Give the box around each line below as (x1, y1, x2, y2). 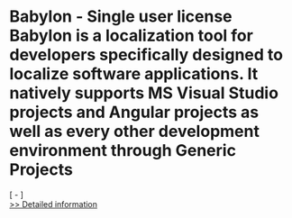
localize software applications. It (9, 64, 259, 85)
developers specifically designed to (9, 45, 284, 65)
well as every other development (9, 122, 260, 141)
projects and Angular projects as (9, 102, 260, 123)
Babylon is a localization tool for (9, 25, 254, 46)
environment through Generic (9, 141, 237, 161)
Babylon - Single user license (9, 6, 233, 27)
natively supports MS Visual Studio (9, 83, 279, 104)
